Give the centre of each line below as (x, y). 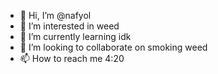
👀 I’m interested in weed (69, 26)
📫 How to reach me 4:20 (72, 58)
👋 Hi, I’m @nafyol (55, 15)
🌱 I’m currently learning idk (75, 36)
